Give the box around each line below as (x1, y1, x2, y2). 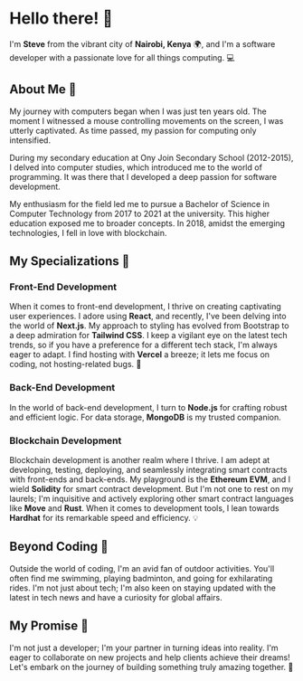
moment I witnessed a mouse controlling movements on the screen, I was (9, 115, 284, 126)
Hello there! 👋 (9, 8, 113, 29)
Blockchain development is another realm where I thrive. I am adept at (9, 455, 270, 466)
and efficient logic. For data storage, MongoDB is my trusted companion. (9, 411, 282, 422)
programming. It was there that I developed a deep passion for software (9, 171, 278, 182)
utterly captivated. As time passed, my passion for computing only (9, 125, 257, 136)
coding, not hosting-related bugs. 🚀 (9, 359, 142, 370)
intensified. (9, 135, 52, 146)
